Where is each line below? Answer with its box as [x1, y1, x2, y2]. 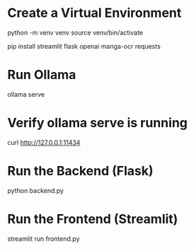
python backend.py [7, 186, 64, 195]
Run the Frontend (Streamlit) [7, 210, 178, 227]
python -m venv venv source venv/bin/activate [7, 28, 144, 37]
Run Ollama [7, 67, 76, 83]
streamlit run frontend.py [7, 234, 80, 243]
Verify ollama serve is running [7, 115, 188, 131]
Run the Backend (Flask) [7, 163, 154, 179]
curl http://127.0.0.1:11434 [7, 138, 81, 146]
